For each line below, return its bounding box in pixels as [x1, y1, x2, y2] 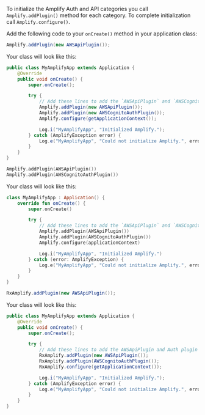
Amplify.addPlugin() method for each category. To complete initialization [6, 12, 191, 19]
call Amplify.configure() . [6, 18, 70, 25]
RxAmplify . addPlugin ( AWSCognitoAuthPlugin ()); [38, 358, 160, 364]
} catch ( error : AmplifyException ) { [28, 256, 124, 262]
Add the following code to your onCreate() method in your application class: [6, 30, 197, 37]
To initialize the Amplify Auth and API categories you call [6, 6, 148, 12]
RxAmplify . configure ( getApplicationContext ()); [38, 364, 163, 370]
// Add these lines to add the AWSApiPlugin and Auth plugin [38, 347, 198, 353]
